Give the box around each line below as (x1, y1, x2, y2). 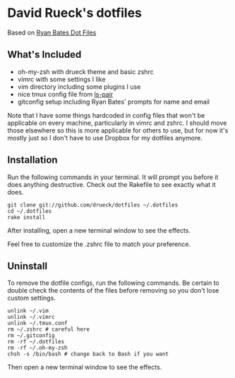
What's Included (7, 49, 82, 61)
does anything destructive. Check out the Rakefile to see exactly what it (7, 180, 216, 188)
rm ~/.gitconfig (7, 332, 55, 339)
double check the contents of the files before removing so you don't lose (7, 286, 219, 295)
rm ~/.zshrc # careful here (7, 326, 90, 333)
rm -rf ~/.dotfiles (7, 339, 65, 346)
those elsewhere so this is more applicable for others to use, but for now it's (7, 126, 229, 135)
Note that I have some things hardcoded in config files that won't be (7, 111, 205, 119)
